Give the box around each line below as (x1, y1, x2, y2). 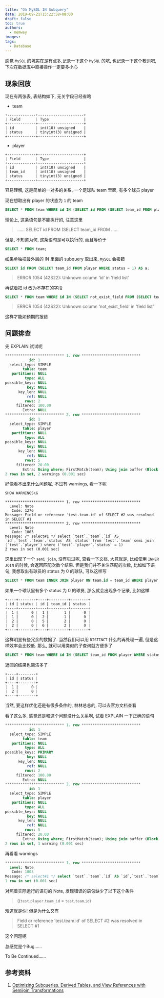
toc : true (5, 21, 25, 26)
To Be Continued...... (5, 953, 46, 959)
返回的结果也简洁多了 (5, 662, 48, 668)
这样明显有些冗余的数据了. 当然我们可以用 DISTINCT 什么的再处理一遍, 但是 (5, 637, 154, 643)
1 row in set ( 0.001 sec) (5, 878, 58, 884)
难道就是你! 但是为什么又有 (5, 908, 59, 914)
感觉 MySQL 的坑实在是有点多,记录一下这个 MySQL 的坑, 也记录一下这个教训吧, (5, 57, 157, 64)
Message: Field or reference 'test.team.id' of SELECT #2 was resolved (5, 513, 154, 518)
